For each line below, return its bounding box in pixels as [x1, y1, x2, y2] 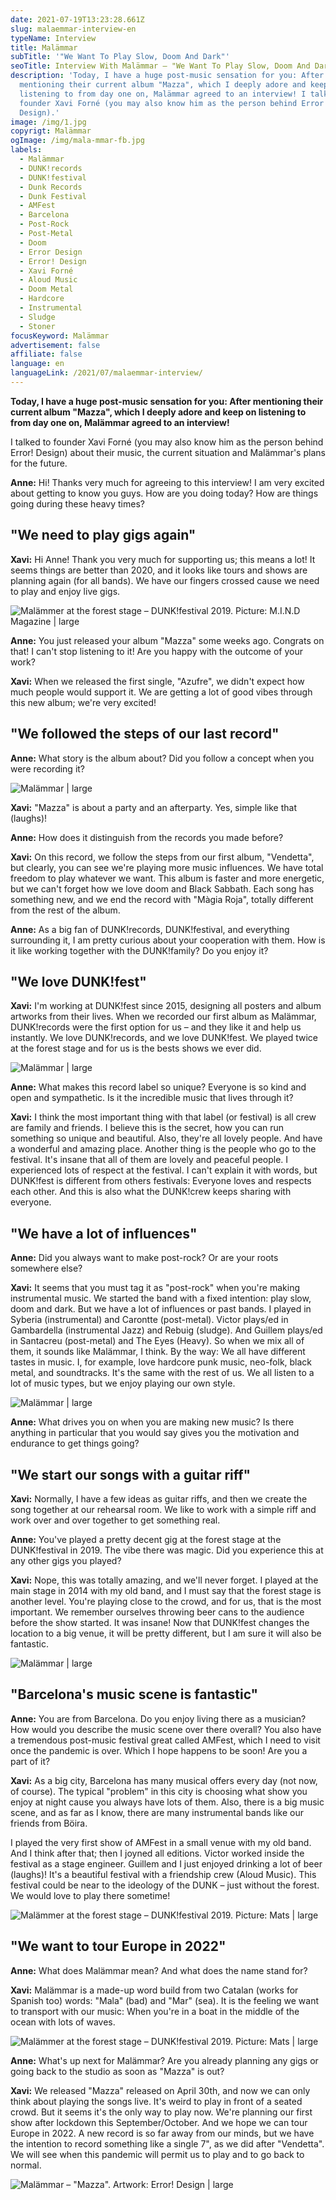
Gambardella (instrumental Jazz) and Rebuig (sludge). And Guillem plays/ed [10, 1324, 323, 1336]
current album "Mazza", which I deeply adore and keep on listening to [10, 406, 307, 418]
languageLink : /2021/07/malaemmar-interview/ [10, 368, 203, 378]
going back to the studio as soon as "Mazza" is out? [10, 2065, 225, 2077]
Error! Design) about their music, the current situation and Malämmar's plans [10, 446, 326, 458]
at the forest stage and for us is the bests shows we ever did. [10, 1042, 262, 1055]
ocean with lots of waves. [10, 2016, 116, 2028]
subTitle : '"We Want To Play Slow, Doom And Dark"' [10, 52, 230, 62]
